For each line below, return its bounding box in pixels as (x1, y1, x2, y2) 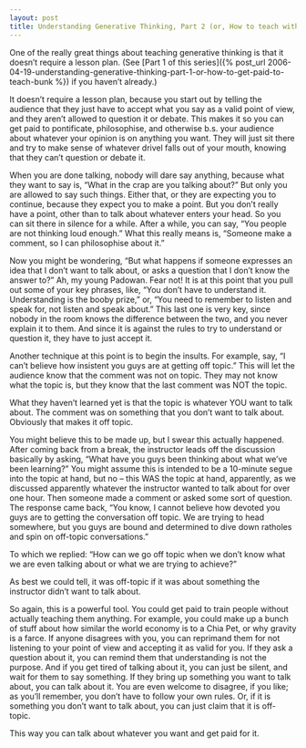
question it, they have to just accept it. (9, 332, 153, 343)
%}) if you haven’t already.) (55, 76, 158, 87)
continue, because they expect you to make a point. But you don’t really (9, 198, 280, 210)
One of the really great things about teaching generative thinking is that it (9, 47, 284, 57)
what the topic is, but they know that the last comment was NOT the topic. (9, 379, 288, 390)
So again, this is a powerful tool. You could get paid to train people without (9, 603, 289, 614)
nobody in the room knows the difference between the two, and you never (9, 313, 289, 324)
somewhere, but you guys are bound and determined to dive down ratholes (9, 521, 292, 532)
